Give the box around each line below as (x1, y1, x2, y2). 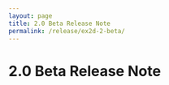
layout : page (8, 11, 53, 20)
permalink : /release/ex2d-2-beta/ (8, 27, 126, 35)
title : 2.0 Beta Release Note (8, 19, 111, 28)
